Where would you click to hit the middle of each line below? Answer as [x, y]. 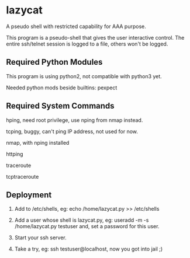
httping [15, 154]
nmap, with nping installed [38, 142]
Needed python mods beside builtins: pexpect [62, 88]
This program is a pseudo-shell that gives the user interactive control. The [95, 37]
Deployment [29, 195]
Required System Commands [61, 106]
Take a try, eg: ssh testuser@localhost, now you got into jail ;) [89, 249]
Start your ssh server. [40, 238]
